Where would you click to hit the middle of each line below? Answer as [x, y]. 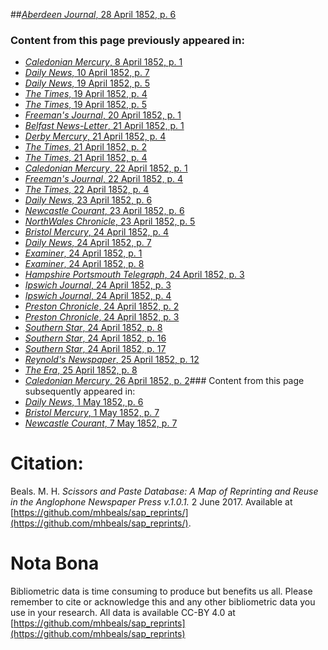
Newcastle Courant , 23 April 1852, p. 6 [104, 211]
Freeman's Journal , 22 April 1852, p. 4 [104, 179]
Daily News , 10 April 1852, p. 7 [87, 73]
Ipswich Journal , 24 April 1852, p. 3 [98, 285]
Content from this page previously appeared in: [127, 40]
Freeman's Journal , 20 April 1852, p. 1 [103, 115]
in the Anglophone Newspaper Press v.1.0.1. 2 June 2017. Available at [151, 502]
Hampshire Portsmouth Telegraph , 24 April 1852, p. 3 [134, 275]
